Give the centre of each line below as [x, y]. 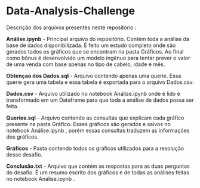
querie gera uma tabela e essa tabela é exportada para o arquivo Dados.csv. [100, 82]
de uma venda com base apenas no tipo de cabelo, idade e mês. [86, 64]
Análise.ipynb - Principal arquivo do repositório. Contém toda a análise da [98, 39]
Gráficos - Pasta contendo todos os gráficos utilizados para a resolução [95, 148]
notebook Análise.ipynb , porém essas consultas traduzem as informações [98, 130]
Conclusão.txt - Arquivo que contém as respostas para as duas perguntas [98, 166]
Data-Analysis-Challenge [71, 11]
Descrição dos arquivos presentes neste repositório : [71, 27]
